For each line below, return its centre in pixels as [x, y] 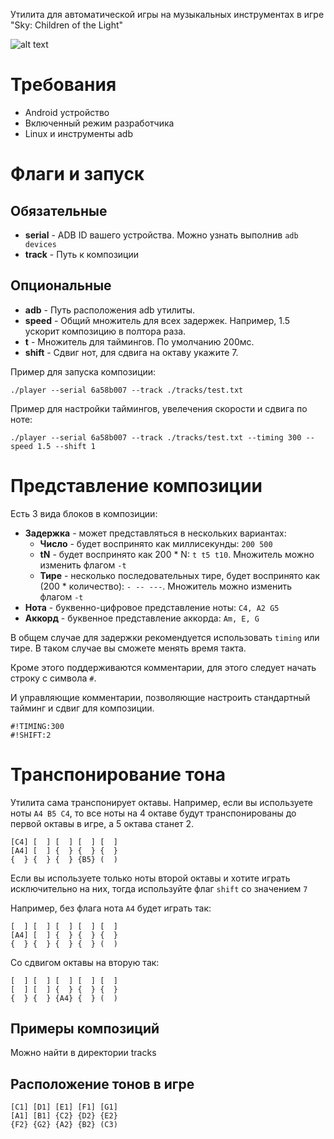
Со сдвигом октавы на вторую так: [85, 962]
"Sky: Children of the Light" [67, 25]
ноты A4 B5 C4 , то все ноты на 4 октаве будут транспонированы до [153, 813]
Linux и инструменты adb [78, 133]
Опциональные [61, 285]
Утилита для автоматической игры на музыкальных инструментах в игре [167, 14]
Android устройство [67, 112]
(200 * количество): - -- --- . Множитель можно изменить [166, 586]
